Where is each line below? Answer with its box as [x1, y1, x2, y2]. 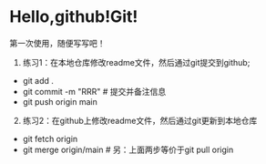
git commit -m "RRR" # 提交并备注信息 [22, 86, 167, 97]
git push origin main [22, 96, 97, 107]
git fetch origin [22, 133, 78, 144]
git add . [22, 75, 55, 86]
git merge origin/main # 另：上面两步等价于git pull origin [22, 144, 234, 155]
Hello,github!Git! [9, 6, 138, 27]
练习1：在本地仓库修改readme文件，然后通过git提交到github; [22, 56, 251, 67]
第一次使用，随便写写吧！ [9, 37, 106, 48]
